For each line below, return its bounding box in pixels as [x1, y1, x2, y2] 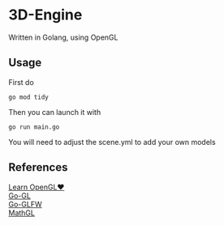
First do [8, 77, 34, 87]
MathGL [8, 208, 35, 218]
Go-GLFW [8, 199, 42, 209]
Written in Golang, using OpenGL [8, 32, 118, 42]
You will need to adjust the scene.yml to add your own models [8, 137, 217, 146]
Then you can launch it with [8, 107, 101, 117]
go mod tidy [8, 93, 49, 101]
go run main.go [8, 123, 60, 131]
